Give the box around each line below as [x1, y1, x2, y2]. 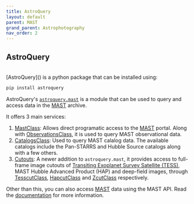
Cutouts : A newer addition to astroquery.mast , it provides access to [14, 155, 177, 162]
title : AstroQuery [6, 8, 51, 15]
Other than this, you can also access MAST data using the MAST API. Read [6, 185, 187, 192]
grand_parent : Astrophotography [6, 25, 85, 31]
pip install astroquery [6, 85, 64, 91]
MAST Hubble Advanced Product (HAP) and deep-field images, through [14, 168, 188, 175]
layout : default [6, 14, 46, 20]
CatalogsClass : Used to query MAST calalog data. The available [14, 137, 169, 144]
